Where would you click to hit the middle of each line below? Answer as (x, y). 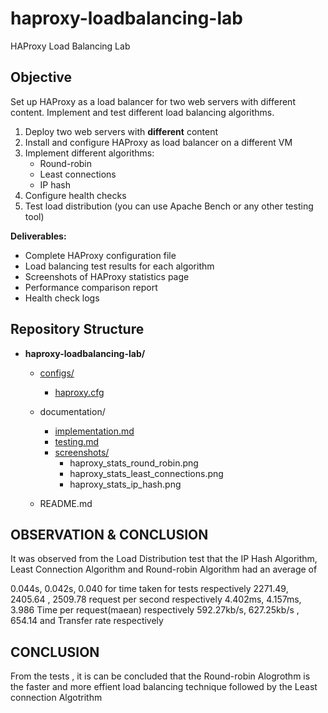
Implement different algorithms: (89, 153)
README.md (66, 503)
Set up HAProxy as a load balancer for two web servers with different (153, 101)
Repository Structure (77, 329)
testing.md (77, 441)
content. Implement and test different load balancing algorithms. (142, 112)
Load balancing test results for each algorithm (119, 266)
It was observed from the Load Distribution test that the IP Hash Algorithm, (164, 559)
